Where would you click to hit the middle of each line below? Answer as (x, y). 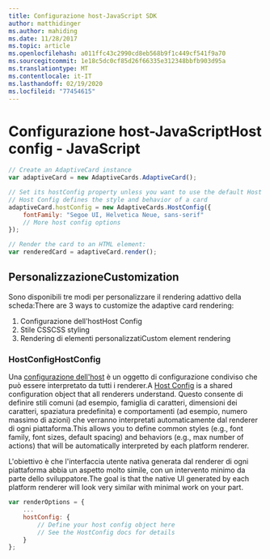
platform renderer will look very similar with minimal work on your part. (126, 488)
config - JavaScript (74, 149)
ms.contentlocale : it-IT (50, 76)
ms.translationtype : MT (49, 69)
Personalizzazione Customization (94, 277)
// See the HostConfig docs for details (106, 532)
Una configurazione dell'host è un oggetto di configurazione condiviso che (133, 377)
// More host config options (72, 222)
